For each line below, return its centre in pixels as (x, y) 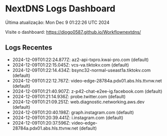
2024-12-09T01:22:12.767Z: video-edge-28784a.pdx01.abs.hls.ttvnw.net (87, 80)
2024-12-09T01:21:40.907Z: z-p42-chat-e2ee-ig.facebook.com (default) (87, 91)
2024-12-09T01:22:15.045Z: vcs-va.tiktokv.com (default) (71, 65)
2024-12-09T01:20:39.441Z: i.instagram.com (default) (68, 118)
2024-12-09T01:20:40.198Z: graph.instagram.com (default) (73, 112)
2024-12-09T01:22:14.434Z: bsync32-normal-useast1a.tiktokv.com (82, 70)
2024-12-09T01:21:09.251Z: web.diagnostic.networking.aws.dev (78, 102)
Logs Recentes (29, 48)
